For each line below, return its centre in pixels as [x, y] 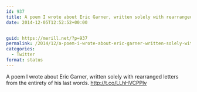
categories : [21, 49]
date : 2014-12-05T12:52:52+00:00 [47, 22]
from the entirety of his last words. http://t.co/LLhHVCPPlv [77, 83]
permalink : [19, 44]
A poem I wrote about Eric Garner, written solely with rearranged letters [92, 76]
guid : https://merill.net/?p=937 [47, 38]
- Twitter [23, 54]
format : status [25, 60]
